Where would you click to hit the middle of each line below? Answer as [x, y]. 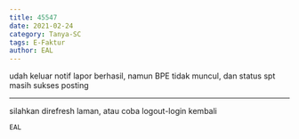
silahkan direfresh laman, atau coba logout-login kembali [113, 111]
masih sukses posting [49, 86]
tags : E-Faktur [37, 42]
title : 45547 [33, 17]
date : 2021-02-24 [41, 26]
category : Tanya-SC [45, 34]
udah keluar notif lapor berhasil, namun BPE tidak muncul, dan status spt [142, 76]
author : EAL [31, 51]
